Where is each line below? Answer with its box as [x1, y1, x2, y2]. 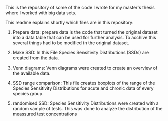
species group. [12, 91, 44, 96]
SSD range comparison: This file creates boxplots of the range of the [12, 80, 155, 86]
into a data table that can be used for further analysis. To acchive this [12, 35, 157, 40]
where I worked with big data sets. [5, 10, 77, 16]
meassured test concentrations [12, 111, 77, 117]
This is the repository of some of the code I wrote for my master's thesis [5, 5, 155, 10]
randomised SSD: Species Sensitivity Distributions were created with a [12, 100, 159, 106]
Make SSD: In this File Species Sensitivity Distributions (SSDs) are [12, 50, 149, 55]
